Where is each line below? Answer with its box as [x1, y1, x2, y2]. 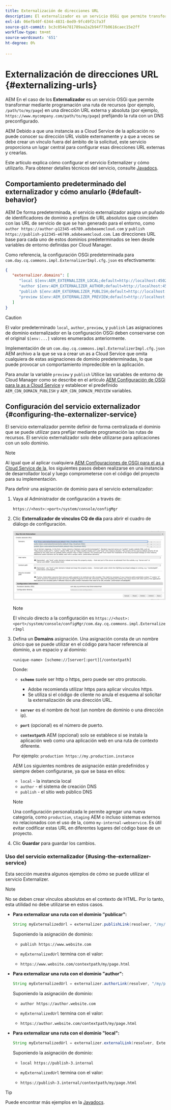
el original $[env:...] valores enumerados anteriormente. [5, 335, 126, 341]
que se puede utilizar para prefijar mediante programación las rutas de [5, 429, 154, 435]
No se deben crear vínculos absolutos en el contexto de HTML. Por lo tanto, [5, 896, 164, 902]
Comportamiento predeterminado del [5, 180, 126, 188]
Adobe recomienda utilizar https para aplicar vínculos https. [27, 686, 154, 693]
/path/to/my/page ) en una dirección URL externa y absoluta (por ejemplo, [5, 107, 159, 113]
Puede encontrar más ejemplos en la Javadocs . [5, 1099, 105, 1105]
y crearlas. [5, 150, 28, 156]
